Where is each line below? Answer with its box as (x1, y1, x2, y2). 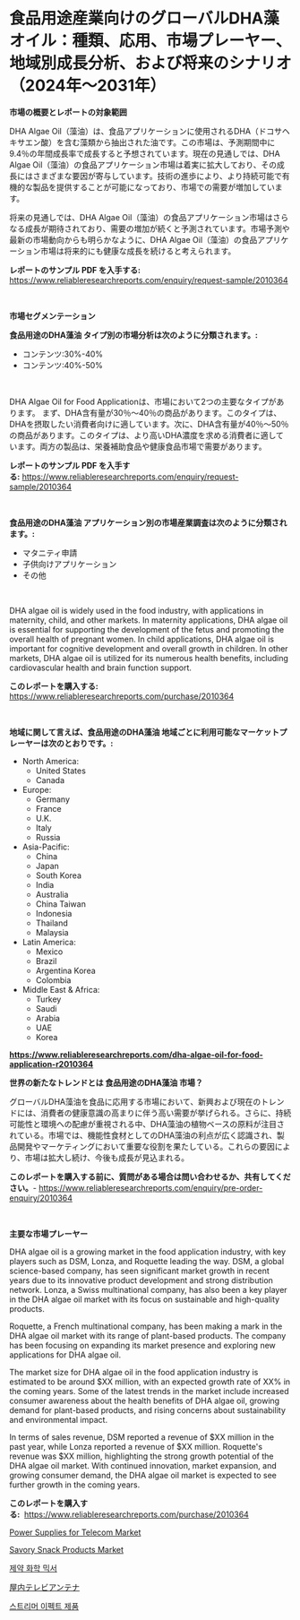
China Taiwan (35, 898, 87, 909)
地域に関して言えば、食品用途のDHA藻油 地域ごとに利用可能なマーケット (9, 727, 279, 737)
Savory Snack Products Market (9, 1544, 124, 1555)
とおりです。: (64, 737, 114, 748)
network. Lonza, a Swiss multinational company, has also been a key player (9, 1284, 288, 1295)
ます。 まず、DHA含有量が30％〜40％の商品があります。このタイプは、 (16, 407, 282, 418)
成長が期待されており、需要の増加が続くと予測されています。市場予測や (24, 223, 290, 234)
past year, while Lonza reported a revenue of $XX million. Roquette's (9, 1441, 262, 1452)
